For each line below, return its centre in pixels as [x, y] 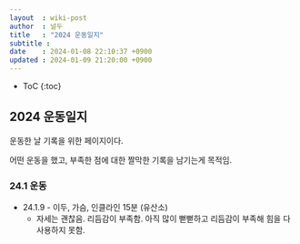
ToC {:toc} [42, 86]
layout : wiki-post [49, 18]
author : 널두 [36, 26]
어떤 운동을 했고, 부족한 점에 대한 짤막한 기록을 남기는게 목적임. [121, 159]
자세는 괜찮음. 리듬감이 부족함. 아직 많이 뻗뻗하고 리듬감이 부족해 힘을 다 [163, 219]
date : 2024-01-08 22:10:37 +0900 [81, 52]
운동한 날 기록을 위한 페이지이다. [67, 140]
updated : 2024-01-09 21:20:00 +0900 [81, 60]
